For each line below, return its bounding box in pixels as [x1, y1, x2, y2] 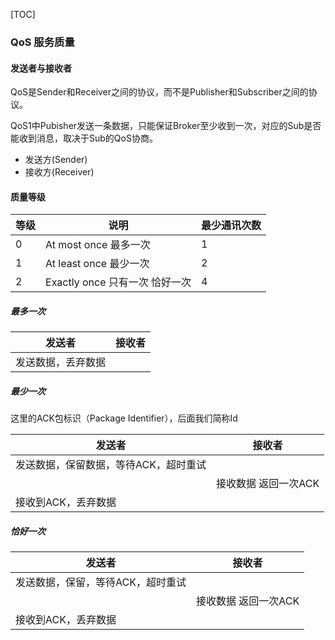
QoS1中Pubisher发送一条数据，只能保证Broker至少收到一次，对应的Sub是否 [10, 120, 322, 132]
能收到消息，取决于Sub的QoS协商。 [10, 132, 158, 144]
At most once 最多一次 [45, 238, 151, 252]
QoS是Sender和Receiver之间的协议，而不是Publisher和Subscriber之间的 [10, 86, 309, 98]
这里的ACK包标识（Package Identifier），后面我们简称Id [10, 412, 238, 424]
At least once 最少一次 [45, 257, 150, 271]
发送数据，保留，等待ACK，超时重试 [15, 575, 187, 589]
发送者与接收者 [10, 62, 72, 74]
